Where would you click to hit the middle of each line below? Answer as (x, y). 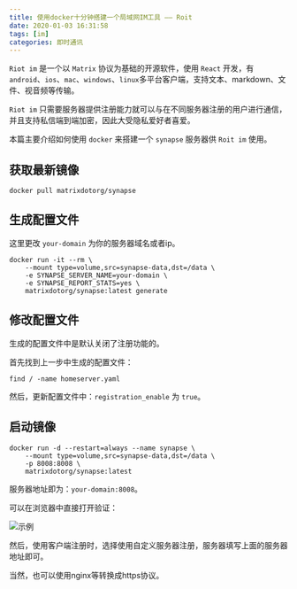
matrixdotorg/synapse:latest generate (96, 291)
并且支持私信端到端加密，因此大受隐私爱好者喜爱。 (102, 120)
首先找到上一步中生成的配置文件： (71, 362)
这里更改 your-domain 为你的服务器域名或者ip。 (95, 243)
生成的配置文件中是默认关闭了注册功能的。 (87, 343)
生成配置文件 (44, 220)
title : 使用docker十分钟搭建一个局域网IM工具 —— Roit (101, 17)
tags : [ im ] (29, 34)
